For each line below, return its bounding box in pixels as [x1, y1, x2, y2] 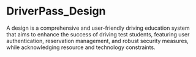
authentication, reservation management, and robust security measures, [6, 37, 189, 44]
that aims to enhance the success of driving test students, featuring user [6, 30, 190, 38]
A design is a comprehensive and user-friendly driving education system [6, 24, 190, 32]
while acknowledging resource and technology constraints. [6, 44, 156, 51]
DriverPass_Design [6, 4, 106, 18]
